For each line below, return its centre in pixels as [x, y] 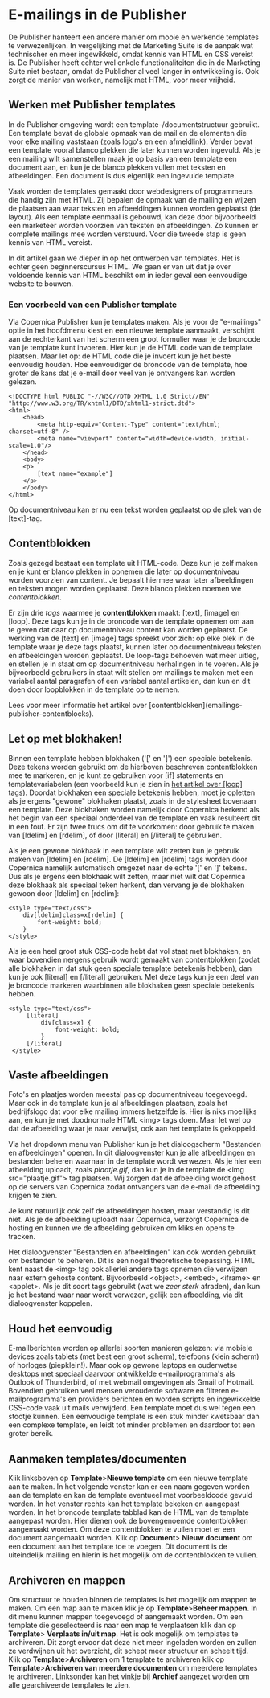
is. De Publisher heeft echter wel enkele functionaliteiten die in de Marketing [135, 63]
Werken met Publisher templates [92, 105]
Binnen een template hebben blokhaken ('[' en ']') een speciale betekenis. [131, 758]
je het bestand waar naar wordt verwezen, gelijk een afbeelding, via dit [126, 1295]
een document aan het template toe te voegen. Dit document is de [118, 1547]
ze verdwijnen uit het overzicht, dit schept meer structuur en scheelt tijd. [129, 1651]
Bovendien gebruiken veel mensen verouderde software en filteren [119, 1391]
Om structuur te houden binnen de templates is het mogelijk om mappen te [133, 1599]
